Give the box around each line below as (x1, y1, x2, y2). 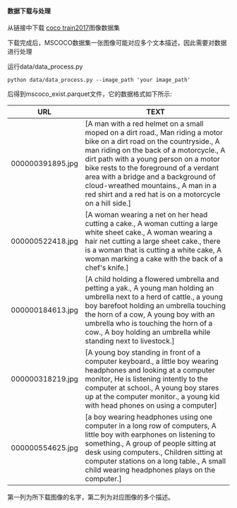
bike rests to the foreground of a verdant (85, 163, 219, 173)
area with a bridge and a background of (85, 172, 217, 182)
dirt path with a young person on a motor (85, 154, 221, 164)
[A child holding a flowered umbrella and (85, 274, 219, 284)
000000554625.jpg (11, 443, 79, 453)
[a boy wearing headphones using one (85, 412, 213, 422)
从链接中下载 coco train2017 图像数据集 (7, 23, 121, 32)
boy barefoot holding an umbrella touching (85, 301, 226, 311)
